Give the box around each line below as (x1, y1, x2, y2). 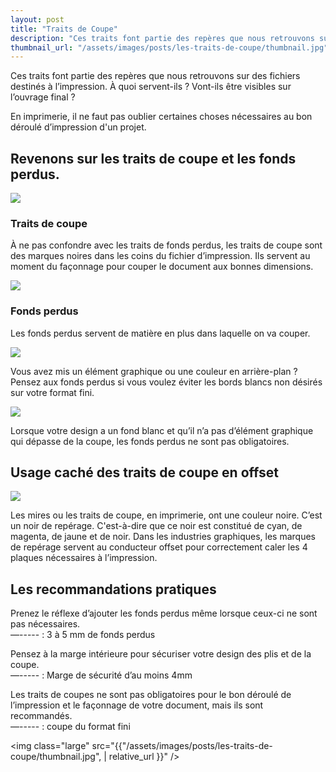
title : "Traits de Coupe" (10, 24, 118, 34)
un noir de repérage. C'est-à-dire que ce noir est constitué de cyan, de (10, 520, 303, 532)
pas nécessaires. (10, 618, 81, 630)
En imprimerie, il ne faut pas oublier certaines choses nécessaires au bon (10, 111, 313, 123)
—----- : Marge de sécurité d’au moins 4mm (10, 669, 193, 681)
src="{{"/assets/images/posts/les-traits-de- (91, 740, 273, 752)
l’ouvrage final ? (10, 91, 76, 103)
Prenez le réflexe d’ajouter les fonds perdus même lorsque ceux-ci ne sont (10, 607, 318, 620)
